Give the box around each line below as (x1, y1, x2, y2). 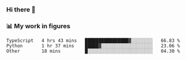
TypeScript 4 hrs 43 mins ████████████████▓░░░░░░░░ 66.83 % (6, 38, 181, 44)
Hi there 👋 (6, 5, 36, 14)
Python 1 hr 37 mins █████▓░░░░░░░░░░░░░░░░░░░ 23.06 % (6, 43, 181, 49)
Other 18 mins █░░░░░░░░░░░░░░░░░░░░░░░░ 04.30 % (6, 48, 181, 55)
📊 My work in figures (6, 22, 71, 30)
